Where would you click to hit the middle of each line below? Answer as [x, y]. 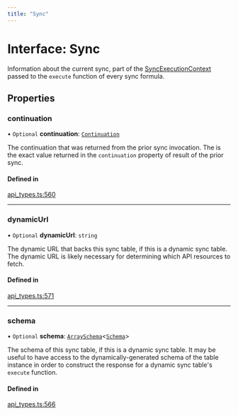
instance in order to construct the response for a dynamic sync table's [110, 365]
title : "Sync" [28, 14]
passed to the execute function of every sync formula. [86, 76]
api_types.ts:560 [32, 195]
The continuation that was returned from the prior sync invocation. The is [114, 148]
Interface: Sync [54, 49]
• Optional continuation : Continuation [64, 134]
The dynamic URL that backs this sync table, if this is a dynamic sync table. [118, 249]
